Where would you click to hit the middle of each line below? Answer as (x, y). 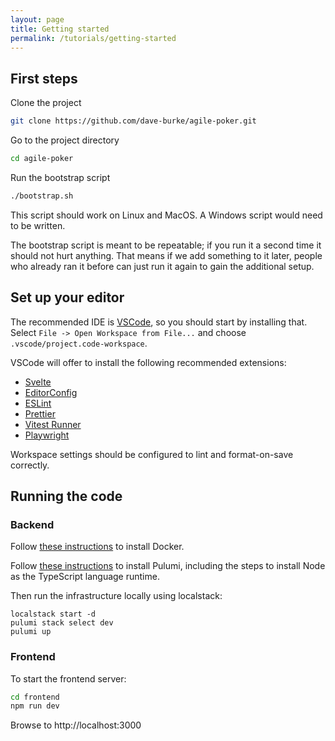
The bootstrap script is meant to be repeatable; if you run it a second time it (166, 245)
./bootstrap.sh (42, 196)
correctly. (30, 465)
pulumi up (31, 632)
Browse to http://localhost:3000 (76, 725)
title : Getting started (60, 29)
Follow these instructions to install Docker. (97, 547)
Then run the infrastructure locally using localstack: (116, 596)
